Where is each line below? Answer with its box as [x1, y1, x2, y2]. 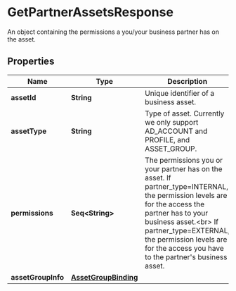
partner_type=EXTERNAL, [145, 225, 230, 235]
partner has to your [145, 208, 209, 218]
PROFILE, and [145, 135, 190, 144]
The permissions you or [145, 155, 223, 165]
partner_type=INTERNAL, [145, 181, 228, 191]
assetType [11, 126, 47, 136]
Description [167, 76, 208, 86]
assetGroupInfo [11, 272, 65, 282]
